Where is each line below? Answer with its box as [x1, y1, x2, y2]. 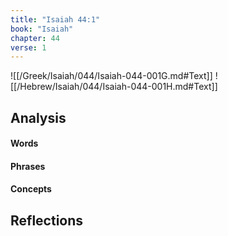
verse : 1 [10, 42, 47, 53]
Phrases [10, 160, 46, 172]
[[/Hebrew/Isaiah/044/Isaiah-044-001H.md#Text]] [10, 81, 218, 93]
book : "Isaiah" [10, 24, 74, 34]
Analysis [10, 109, 67, 126]
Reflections [10, 212, 84, 229]
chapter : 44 [10, 33, 60, 43]
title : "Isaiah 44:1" [10, 14, 101, 25]
